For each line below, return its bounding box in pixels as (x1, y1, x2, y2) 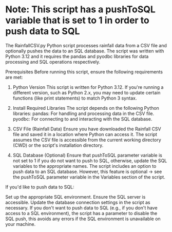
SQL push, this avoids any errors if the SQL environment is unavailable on (5, 216, 161, 222)
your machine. (5, 221, 36, 227)
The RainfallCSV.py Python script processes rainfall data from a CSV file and (5, 42, 167, 48)
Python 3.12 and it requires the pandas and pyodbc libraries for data (5, 53, 149, 60)
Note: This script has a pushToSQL (5, 4, 156, 15)
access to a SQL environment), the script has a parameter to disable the (5, 210, 158, 216)
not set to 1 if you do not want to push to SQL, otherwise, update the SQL (12, 158, 167, 164)
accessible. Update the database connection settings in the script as (5, 199, 150, 205)
